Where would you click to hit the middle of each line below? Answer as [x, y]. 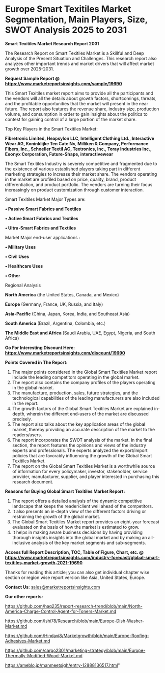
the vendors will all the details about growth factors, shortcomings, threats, [81, 98]
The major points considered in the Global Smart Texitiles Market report [84, 372]
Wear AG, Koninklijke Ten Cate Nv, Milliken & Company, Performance [77, 143]
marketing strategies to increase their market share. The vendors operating [81, 174]
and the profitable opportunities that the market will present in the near [77, 103]
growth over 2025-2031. [30, 69]
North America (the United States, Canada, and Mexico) [62, 294]
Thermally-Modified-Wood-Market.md [44, 655]
